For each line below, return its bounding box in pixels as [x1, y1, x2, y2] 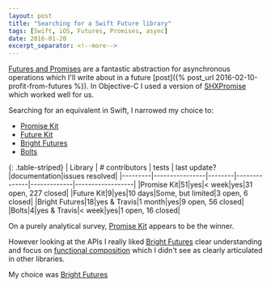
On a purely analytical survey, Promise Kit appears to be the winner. [8, 222, 235, 231]
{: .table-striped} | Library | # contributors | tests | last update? [8, 162, 217, 172]
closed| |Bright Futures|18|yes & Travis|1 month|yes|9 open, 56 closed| [8, 197, 244, 207]
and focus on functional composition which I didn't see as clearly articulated [8, 246, 263, 255]
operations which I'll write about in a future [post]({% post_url [8, 73, 214, 82]
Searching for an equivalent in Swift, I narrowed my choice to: [8, 106, 214, 116]
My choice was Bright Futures [8, 270, 108, 280]
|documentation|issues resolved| [8, 171, 118, 181]
